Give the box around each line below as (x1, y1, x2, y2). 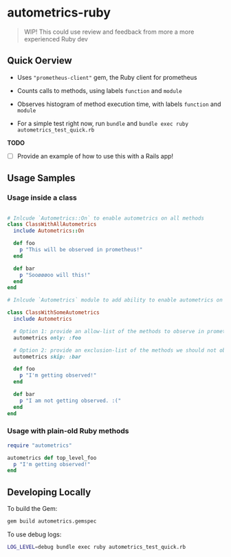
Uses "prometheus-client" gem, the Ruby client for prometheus (16, 73, 197, 81)
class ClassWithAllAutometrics (7, 221, 97, 228)
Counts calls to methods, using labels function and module (16, 86, 182, 94)
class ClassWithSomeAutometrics (7, 309, 100, 316)
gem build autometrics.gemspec (7, 518, 97, 525)
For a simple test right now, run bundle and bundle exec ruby (16, 119, 189, 127)
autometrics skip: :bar (13, 353, 81, 360)
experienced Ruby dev (23, 34, 88, 43)
